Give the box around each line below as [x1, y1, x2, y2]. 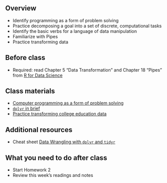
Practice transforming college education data [12, 111, 107, 117]
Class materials [5, 87, 55, 95]
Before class [5, 53, 45, 62]
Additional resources [5, 126, 73, 134]
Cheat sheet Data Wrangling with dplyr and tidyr [12, 139, 116, 145]
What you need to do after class [5, 153, 107, 162]
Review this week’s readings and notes [12, 172, 93, 178]
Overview [5, 4, 37, 13]
